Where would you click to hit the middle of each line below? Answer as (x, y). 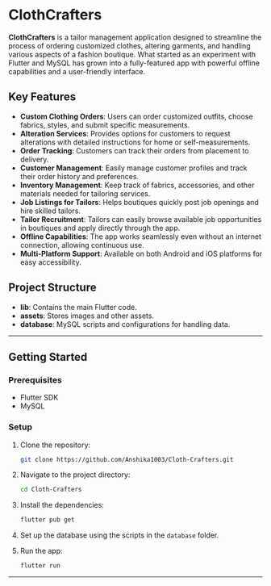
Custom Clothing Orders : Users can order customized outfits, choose (136, 116)
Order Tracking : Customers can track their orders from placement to (134, 150)
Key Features (42, 97)
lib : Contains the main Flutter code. (78, 307)
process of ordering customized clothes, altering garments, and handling (130, 45)
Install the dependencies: (62, 505)
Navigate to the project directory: (75, 475)
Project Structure (52, 288)
